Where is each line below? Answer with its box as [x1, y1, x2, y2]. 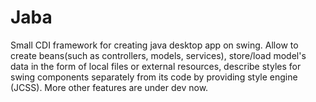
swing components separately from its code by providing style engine [10, 71, 298, 83]
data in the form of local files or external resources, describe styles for [10, 60, 302, 72]
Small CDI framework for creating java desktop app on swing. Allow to [10, 39, 299, 51]
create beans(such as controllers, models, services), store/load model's [10, 49, 307, 61]
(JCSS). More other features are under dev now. [10, 81, 209, 93]
